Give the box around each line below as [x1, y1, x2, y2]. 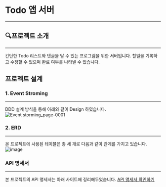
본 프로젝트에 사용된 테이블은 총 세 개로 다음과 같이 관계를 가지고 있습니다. [5, 140, 147, 146]
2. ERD [5, 124, 21, 131]
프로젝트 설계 [5, 75, 43, 83]
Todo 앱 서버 [5, 4, 55, 16]
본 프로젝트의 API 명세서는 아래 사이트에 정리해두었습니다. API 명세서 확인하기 [5, 177, 155, 183]
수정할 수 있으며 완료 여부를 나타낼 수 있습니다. [10, 59, 100, 65]
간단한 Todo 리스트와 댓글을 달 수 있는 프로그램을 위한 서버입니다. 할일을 [5, 52, 145, 58]
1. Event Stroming [5, 90, 48, 97]
